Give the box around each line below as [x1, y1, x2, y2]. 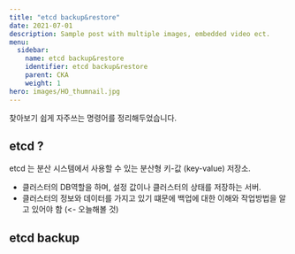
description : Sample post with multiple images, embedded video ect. [9, 29, 271, 38]
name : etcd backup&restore [25, 54, 125, 63]
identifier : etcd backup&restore [25, 63, 148, 72]
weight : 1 [25, 79, 62, 88]
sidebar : [17, 46, 49, 55]
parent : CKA [25, 71, 69, 80]
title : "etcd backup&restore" [9, 12, 121, 22]
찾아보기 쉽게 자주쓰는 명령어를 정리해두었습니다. [9, 112, 178, 123]
